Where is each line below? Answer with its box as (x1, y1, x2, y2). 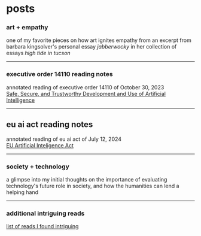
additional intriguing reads (6, 209, 85, 217)
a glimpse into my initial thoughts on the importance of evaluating (6, 176, 167, 183)
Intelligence (6, 96, 35, 104)
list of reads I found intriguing (6, 223, 79, 230)
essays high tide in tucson (6, 50, 71, 57)
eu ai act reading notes (6, 119, 93, 130)
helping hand (6, 188, 39, 196)
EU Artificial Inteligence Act (6, 141, 74, 149)
